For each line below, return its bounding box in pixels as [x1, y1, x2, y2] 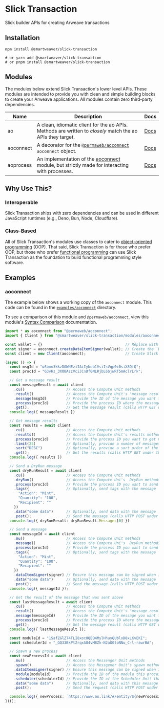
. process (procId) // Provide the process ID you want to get [14, 437, 156, 442]
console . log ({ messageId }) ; [9, 586, 69, 591]
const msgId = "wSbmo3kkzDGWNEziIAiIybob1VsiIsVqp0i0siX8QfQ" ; [9, 364, 141, 370]
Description [74, 113, 102, 120]
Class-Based [5, 227, 37, 234]
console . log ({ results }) [9, 455, 62, 460]
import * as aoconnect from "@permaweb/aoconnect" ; [5, 329, 112, 333]
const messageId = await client [9, 531, 76, 536]
